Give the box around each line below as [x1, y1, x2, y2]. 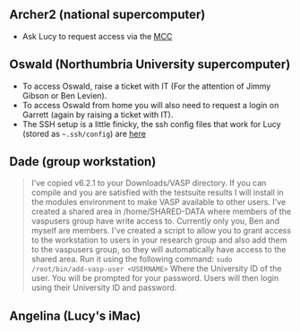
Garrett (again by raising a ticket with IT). [21, 109, 174, 120]
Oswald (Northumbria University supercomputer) [9, 57, 291, 72]
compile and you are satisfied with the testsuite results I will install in [30, 187, 284, 198]
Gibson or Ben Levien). [21, 89, 107, 101]
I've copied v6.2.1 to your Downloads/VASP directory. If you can [30, 178, 267, 189]
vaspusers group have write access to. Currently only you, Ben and [30, 216, 280, 226]
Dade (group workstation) [9, 154, 157, 169]
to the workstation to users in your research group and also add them [30, 234, 287, 245]
